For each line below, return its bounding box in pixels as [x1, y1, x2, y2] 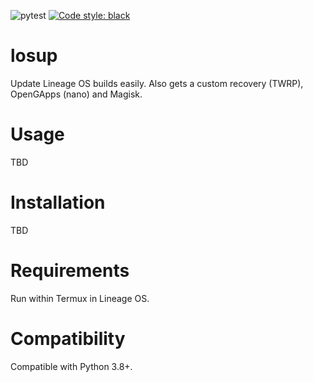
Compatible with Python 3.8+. [10, 360, 133, 372]
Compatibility [10, 327, 126, 350]
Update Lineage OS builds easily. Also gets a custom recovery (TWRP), [10, 77, 304, 89]
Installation [10, 191, 106, 214]
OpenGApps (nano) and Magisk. [10, 88, 143, 100]
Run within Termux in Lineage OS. [10, 292, 150, 304]
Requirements [10, 260, 130, 282]
